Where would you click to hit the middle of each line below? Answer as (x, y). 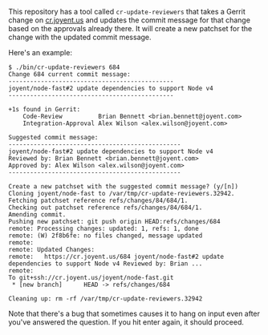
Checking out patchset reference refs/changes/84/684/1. (106, 208)
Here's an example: (40, 52)
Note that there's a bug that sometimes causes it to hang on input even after (134, 313)
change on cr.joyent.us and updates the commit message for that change (130, 20)
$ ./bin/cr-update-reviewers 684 (64, 67)
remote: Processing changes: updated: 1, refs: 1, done (104, 228)
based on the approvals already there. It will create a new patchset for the (130, 28)
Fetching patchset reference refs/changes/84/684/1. (98, 200)
